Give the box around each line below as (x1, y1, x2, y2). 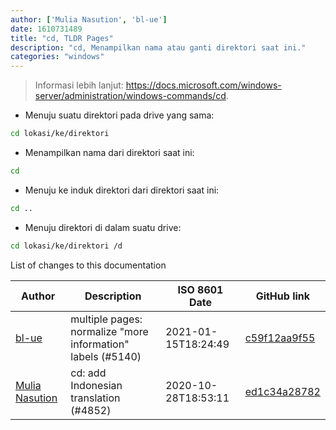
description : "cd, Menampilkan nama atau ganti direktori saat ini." (10, 42, 307, 53)
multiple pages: (70, 312, 143, 326)
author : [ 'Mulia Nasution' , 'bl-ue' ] (10, 14, 168, 25)
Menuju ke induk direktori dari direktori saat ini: (24, 184, 220, 196)
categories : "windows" (10, 52, 105, 62)
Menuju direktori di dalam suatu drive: (24, 221, 182, 233)
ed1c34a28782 (244, 384, 321, 398)
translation (70, 391, 121, 405)
